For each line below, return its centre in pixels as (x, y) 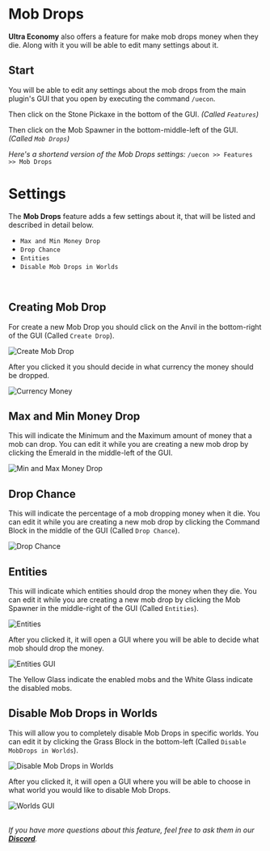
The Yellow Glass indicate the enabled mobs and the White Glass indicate (131, 679)
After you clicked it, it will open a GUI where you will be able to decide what (134, 639)
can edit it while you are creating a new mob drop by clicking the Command (134, 522)
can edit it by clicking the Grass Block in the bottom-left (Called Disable (127, 741)
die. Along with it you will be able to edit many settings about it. (114, 44)
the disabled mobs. (40, 688)
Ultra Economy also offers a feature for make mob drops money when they (133, 36)
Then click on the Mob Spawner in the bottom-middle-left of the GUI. (123, 129)
